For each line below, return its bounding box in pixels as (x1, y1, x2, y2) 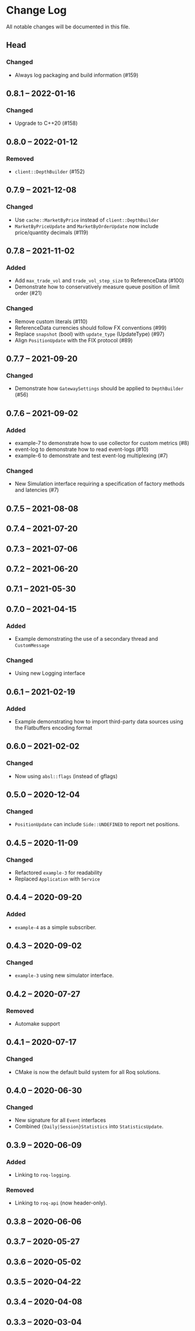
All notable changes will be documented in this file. (6, 23, 130, 30)
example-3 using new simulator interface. (14, 972, 114, 979)
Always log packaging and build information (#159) (14, 72, 139, 79)
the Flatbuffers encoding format (14, 724, 93, 731)
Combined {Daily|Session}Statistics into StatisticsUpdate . (14, 1123, 164, 1130)
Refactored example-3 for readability (14, 869, 102, 876)
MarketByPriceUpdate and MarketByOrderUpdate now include (14, 222, 159, 229)
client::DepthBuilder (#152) (14, 168, 85, 175)
